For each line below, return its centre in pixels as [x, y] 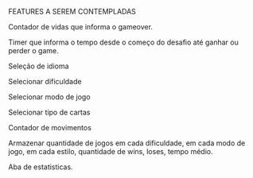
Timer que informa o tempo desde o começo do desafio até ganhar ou [123, 42]
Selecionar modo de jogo [49, 97]
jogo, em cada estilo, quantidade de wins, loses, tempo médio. [111, 151]
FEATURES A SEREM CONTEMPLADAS [72, 12]
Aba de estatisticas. [41, 167]
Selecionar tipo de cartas [49, 112]
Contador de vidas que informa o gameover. [81, 27]
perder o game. [33, 50]
